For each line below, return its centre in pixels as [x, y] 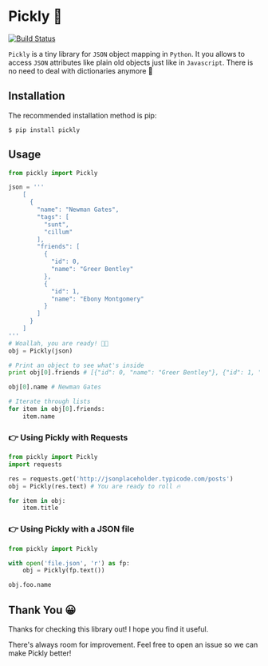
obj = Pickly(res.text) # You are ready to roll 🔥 [95, 486]
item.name [39, 416]
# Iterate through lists [49, 402]
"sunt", [56, 224]
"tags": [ [53, 217]
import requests [35, 464]
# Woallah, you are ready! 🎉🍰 [59, 343]
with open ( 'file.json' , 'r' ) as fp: [69, 563]
